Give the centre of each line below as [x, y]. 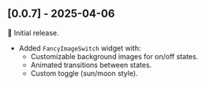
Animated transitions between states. [91, 65]
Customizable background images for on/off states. [114, 56]
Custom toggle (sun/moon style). [84, 73]
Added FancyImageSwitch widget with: [80, 48]
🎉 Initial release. [34, 32]
